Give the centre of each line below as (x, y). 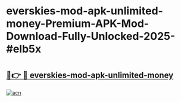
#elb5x (24, 49)
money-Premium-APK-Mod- (78, 24)
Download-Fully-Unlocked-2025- (91, 36)
